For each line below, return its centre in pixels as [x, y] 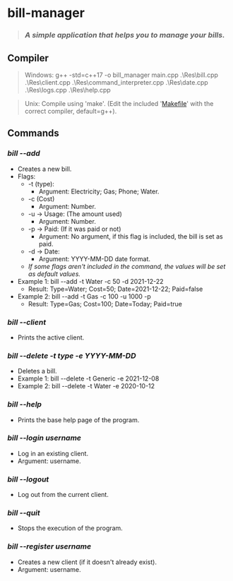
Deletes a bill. [37, 371]
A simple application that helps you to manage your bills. [125, 35]
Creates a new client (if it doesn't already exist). [87, 562]
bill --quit [24, 513]
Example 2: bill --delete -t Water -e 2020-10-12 [86, 386]
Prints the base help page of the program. [78, 420]
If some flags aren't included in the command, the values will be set [127, 266]
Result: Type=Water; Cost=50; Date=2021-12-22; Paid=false [115, 289]
